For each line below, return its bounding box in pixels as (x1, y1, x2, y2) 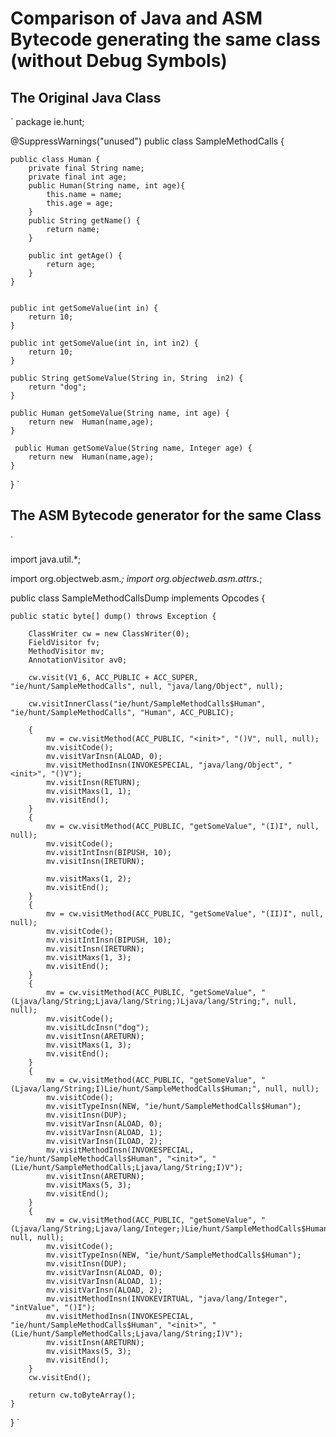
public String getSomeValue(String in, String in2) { (10, 373, 244, 383)
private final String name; (28, 163, 145, 173)
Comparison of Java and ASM (10, 7, 263, 30)
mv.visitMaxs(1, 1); (46, 786, 132, 796)
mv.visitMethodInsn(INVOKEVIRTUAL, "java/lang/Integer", (46, 1293, 288, 1304)
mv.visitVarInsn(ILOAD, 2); (46, 1136, 163, 1146)
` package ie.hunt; (10, 116, 85, 127)
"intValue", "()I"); (10, 1302, 97, 1312)
